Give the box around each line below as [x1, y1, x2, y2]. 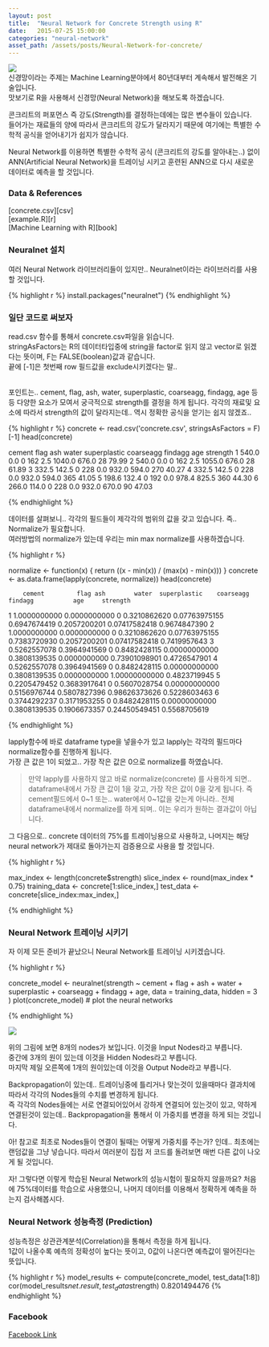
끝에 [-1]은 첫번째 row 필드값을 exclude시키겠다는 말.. [8, 362, 178, 372]
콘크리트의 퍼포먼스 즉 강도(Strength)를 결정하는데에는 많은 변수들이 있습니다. [8, 110, 252, 120]
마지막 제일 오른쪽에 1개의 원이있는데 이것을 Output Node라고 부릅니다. [8, 1063, 231, 1072]
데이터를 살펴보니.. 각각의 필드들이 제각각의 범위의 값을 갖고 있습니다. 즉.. [8, 514, 237, 524]
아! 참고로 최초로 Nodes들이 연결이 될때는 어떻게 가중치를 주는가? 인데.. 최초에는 [8, 1137, 260, 1147]
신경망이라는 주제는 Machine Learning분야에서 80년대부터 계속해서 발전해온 [8, 73, 249, 83]
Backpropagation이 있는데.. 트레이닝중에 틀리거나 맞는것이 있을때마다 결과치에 [8, 1080, 255, 1089]
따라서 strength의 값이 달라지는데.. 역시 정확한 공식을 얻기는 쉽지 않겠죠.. [22, 407, 251, 418]
